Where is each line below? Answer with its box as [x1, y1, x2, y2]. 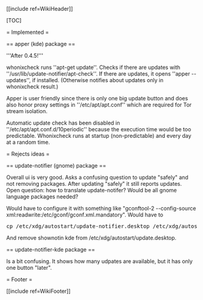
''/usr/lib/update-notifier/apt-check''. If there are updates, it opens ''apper [6, 70, 190, 77]
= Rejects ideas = [6, 151, 50, 157]
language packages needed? [6, 193, 79, 200]
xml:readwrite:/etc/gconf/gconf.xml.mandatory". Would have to [6, 211, 164, 218]
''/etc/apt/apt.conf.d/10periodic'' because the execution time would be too [6, 126, 192, 132]
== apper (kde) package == [6, 41, 76, 47]
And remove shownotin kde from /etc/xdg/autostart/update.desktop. [6, 234, 177, 241]
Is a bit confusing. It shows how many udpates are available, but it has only [6, 258, 193, 265]
